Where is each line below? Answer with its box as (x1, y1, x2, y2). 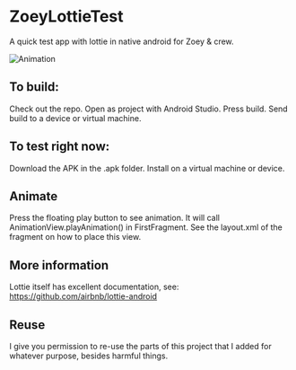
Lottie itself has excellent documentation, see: (9, 281, 179, 293)
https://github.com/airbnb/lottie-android (9, 291, 158, 302)
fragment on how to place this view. (9, 232, 142, 242)
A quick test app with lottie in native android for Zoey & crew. (9, 36, 235, 47)
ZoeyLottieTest (9, 6, 124, 27)
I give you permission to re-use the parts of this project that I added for (9, 341, 272, 351)
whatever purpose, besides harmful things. (9, 350, 169, 361)
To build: (9, 79, 60, 95)
